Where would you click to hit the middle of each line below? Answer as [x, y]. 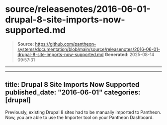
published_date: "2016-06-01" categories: [73, 93]
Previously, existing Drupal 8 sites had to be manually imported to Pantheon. [83, 112]
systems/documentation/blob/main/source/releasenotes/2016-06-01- [89, 49]
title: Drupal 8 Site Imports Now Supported [72, 85]
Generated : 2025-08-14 [129, 54]
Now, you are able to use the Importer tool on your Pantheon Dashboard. [80, 117]
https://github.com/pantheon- [66, 44]
